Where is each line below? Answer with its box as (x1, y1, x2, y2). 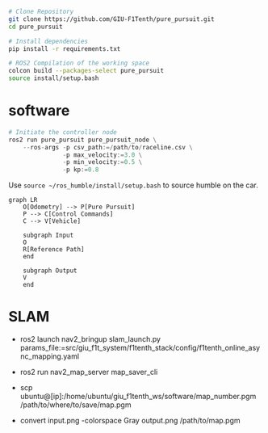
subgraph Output (23, 267, 78, 275)
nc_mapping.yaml (19, 351, 79, 361)
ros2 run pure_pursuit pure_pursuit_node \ (8, 136, 157, 144)
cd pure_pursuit (8, 23, 63, 31)
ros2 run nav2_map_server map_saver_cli (19, 368, 158, 377)
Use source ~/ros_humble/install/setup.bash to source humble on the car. (8, 180, 258, 190)
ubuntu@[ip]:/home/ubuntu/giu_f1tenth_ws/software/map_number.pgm (19, 392, 257, 401)
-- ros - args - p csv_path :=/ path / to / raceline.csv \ (23, 143, 194, 151)
